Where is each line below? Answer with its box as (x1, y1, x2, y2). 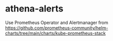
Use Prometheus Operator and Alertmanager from (5, 19, 108, 25)
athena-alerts (5, 3, 63, 14)
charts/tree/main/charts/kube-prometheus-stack (5, 30, 106, 36)
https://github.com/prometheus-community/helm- (5, 24, 108, 30)
